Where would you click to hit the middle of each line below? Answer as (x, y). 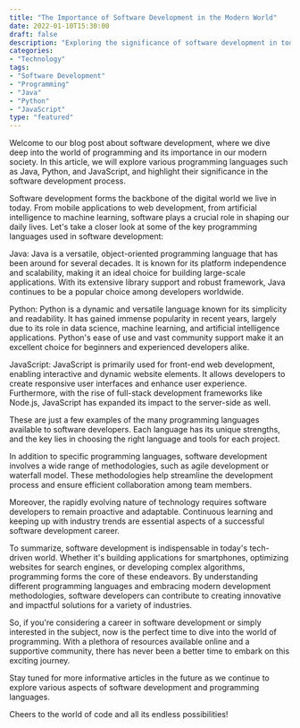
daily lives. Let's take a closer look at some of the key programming (133, 227)
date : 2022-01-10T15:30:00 (59, 26)
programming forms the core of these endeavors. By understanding (134, 577)
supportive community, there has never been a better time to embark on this (150, 651)
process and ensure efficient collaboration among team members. (131, 485)
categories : (31, 51)
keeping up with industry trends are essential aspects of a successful (137, 521)
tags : (19, 68)
